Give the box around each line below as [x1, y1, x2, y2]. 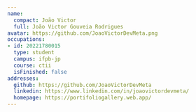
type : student [13, 49, 55, 56]
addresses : [7, 74, 39, 82]
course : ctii [13, 62, 52, 69]
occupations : [7, 36, 45, 43]
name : [7, 10, 23, 17]
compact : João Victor [13, 17, 77, 24]
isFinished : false [13, 68, 68, 75]
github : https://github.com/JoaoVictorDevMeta [13, 81, 152, 88]
